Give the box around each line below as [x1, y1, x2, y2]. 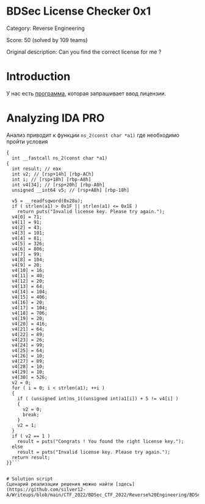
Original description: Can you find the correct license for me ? [6, 48, 162, 56]
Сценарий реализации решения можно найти [6, 481, 113, 487]
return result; [12, 454, 51, 461]
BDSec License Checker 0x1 [6, 4, 151, 18]
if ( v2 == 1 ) [12, 433, 51, 439]
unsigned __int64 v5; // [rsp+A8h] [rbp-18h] [12, 187, 130, 193]
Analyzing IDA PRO [6, 111, 105, 125]
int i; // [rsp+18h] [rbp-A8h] [12, 176, 92, 183]
